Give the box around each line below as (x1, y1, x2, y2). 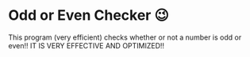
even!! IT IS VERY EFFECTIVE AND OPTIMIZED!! (8, 40, 165, 50)
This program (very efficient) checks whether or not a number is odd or (8, 32, 242, 42)
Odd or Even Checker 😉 (8, 6, 169, 25)
